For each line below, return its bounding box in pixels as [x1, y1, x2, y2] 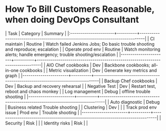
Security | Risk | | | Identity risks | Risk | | [5, 120, 88, 126]
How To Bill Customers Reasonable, [5, 3, 155, 15]
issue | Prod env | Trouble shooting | [5, 109, 79, 115]
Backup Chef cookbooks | [104, 78, 158, 84]
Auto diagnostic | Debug [110, 99, 160, 105]
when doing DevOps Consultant [5, 14, 139, 25]
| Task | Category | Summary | [5, 30, 67, 36]
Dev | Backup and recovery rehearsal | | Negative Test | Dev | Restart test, [5, 83, 156, 89]
